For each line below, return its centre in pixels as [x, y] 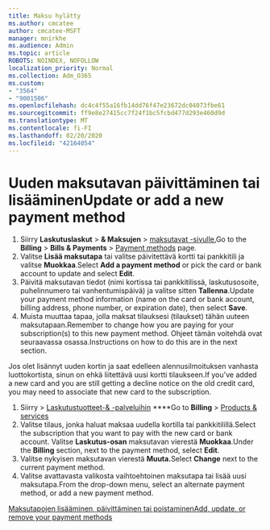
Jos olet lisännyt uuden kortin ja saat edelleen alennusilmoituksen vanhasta [133, 366]
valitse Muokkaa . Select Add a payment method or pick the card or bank [141, 265]
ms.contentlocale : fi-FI [50, 128]
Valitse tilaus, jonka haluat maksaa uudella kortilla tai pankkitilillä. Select [138, 424]
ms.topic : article [39, 53]
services [34, 416]
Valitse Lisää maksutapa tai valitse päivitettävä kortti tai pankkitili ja [132, 257]
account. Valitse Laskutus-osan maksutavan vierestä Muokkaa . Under [137, 442]
